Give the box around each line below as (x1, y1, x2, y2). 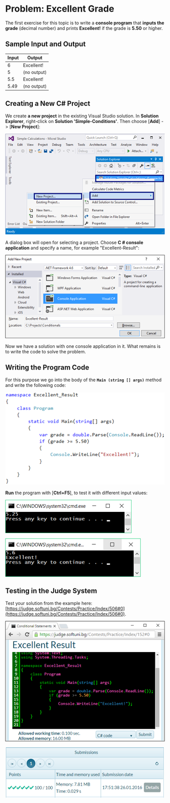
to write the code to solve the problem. (5, 349, 86, 355)
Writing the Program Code (5, 363, 90, 372)
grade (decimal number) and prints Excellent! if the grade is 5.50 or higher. (5, 25, 163, 31)
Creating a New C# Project (5, 99, 91, 108)
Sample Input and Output (5, 40, 86, 49)
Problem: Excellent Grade (5, 3, 115, 15)
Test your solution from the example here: (5, 600, 93, 606)
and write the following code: (5, 382, 66, 388)
